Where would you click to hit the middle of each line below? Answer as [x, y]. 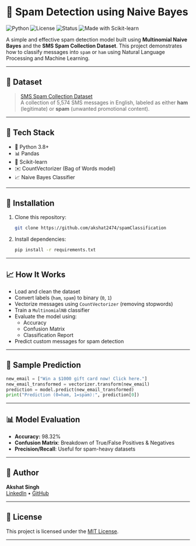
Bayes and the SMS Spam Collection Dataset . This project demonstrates [94, 46]
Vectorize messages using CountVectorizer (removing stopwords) [94, 303]
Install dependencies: [40, 239]
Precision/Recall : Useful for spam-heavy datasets [75, 449]
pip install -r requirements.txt [55, 250]
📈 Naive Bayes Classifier [45, 177]
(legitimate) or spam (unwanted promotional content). [85, 108]
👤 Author [22, 473]
